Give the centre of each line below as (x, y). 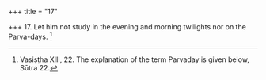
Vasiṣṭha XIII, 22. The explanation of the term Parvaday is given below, (134, 59)
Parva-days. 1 (30, 36)
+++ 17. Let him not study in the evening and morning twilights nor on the (127, 27)
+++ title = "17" (33, 11)
